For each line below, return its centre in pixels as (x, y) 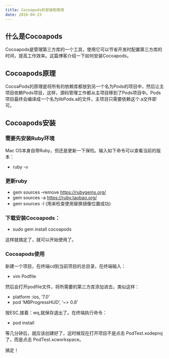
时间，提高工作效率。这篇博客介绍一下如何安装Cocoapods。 (68, 56)
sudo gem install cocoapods (42, 229)
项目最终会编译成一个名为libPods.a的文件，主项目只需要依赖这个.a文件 (79, 99)
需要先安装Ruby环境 (30, 139)
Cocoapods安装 (31, 123)
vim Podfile (24, 276)
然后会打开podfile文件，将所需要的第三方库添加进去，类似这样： (72, 287)
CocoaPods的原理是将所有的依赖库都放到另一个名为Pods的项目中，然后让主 (85, 86)
